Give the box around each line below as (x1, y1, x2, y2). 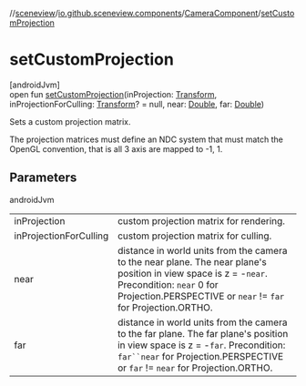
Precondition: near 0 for (117, 278, 219, 290)
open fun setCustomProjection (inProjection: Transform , (9, 88, 218, 99)
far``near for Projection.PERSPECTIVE (117, 350, 284, 362)
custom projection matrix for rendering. (117, 214, 285, 227)
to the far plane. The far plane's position (117, 327, 289, 340)
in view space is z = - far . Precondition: (117, 339, 286, 351)
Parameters (9, 170, 77, 186)
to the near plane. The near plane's (117, 255, 267, 268)
